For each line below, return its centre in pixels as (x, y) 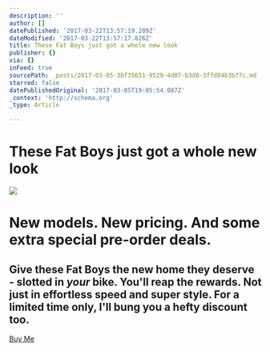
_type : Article (34, 105)
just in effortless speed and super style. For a (124, 295)
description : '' (36, 16)
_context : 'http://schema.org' (61, 98)
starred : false (34, 83)
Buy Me (22, 339)
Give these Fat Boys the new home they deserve (132, 269)
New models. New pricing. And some (135, 223)
